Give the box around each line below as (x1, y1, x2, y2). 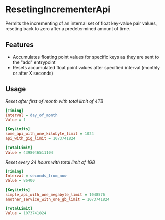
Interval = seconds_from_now (5, 173, 67, 178)
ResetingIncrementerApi (5, 4, 110, 15)
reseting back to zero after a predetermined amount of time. (5, 25, 131, 31)
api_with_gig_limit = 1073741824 (5, 136, 76, 141)
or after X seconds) (12, 70, 53, 76)
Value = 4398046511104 (5, 150, 53, 155)
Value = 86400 (5, 178, 35, 184)
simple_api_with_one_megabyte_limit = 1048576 (5, 192, 105, 197)
